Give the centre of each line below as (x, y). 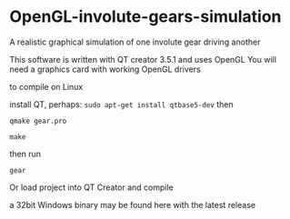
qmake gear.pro (38, 121)
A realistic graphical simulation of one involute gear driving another (135, 42)
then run (25, 154)
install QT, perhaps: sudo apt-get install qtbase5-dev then (121, 104)
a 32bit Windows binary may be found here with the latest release (133, 204)
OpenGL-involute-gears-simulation (145, 17)
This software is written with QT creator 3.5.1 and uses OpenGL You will (143, 59)
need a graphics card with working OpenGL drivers (105, 69)
